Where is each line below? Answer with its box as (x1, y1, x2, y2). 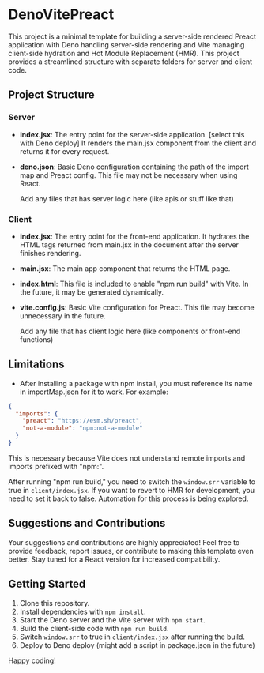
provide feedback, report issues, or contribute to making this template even (8, 546, 255, 555)
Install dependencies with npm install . (19, 607, 146, 616)
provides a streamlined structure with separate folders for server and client (8, 57, 253, 66)
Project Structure (8, 88, 95, 102)
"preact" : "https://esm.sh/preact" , (22, 417, 144, 425)
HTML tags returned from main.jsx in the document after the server (19, 239, 239, 250)
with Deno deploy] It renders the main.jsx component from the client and (19, 138, 257, 148)
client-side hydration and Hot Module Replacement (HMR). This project (8, 48, 239, 58)
